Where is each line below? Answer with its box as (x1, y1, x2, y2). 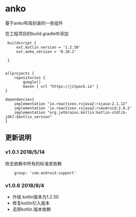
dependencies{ (5, 97, 35, 102)
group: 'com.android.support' (14, 170, 77, 175)
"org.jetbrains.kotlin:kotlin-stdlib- (47, 110, 128, 115)
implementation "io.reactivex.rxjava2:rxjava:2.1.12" (14, 101, 128, 106)
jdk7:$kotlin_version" (5, 114, 52, 119)
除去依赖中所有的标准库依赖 (5, 160, 62, 166)
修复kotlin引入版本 (12, 200, 50, 206)
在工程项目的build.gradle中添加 (5, 30, 69, 36)
